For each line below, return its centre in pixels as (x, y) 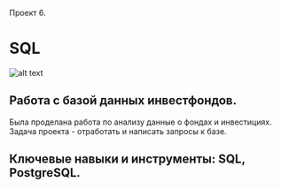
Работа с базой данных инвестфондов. (123, 101)
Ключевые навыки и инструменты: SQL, (127, 159)
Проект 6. (27, 13)
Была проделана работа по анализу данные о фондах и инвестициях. (140, 122)
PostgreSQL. (45, 173)
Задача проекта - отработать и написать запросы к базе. (118, 131)
